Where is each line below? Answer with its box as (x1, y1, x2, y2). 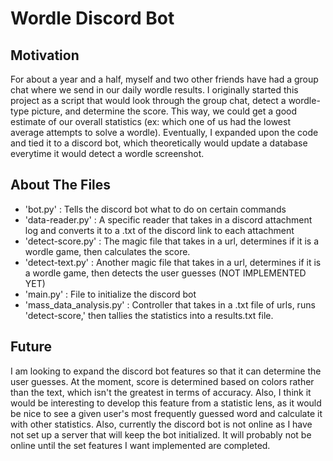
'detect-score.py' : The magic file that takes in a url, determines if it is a (24, 235, 320, 247)
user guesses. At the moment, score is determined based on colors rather (10, 375, 315, 387)
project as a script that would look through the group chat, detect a (10, 95, 287, 106)
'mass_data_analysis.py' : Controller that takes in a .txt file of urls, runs (24, 298, 316, 311)
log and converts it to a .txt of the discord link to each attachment (24, 224, 295, 236)
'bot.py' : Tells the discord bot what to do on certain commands (24, 203, 287, 215)
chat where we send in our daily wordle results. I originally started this (10, 84, 299, 96)
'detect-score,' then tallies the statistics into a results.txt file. (24, 309, 274, 321)
